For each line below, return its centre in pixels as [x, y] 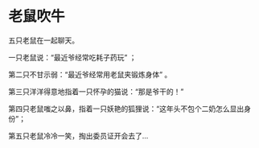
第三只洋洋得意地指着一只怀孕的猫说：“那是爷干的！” [96, 91]
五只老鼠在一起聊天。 [43, 40]
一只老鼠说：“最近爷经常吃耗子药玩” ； [72, 57]
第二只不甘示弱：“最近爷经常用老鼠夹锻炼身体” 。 [90, 74]
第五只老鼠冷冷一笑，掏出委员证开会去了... [78, 136]
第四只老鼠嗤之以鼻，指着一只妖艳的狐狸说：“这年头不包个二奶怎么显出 [126, 109]
